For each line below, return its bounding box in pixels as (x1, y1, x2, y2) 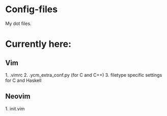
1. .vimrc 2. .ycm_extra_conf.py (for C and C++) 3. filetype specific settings (5, 72, 162, 78)
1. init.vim (5, 105, 25, 111)
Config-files (5, 4, 58, 15)
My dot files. (5, 20, 32, 26)
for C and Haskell (5, 77, 42, 83)
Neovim (5, 92, 31, 101)
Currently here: (5, 38, 72, 50)
